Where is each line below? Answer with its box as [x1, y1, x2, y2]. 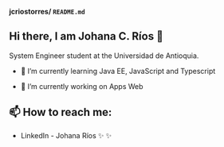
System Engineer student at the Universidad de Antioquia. [9, 51, 199, 60]
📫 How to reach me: [9, 106, 112, 119]
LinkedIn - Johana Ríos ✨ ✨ [20, 130, 112, 140]
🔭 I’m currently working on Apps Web [20, 81, 143, 91]
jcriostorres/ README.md [9, 7, 86, 16]
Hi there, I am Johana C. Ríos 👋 [9, 29, 164, 43]
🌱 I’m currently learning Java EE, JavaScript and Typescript [20, 66, 216, 75]
